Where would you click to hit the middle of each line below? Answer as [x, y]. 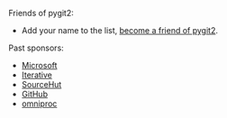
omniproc [39, 104]
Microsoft [39, 65]
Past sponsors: [36, 48]
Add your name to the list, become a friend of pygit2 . [119, 30]
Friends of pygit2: [41, 13]
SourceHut [41, 84]
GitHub [35, 94]
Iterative [37, 75]
